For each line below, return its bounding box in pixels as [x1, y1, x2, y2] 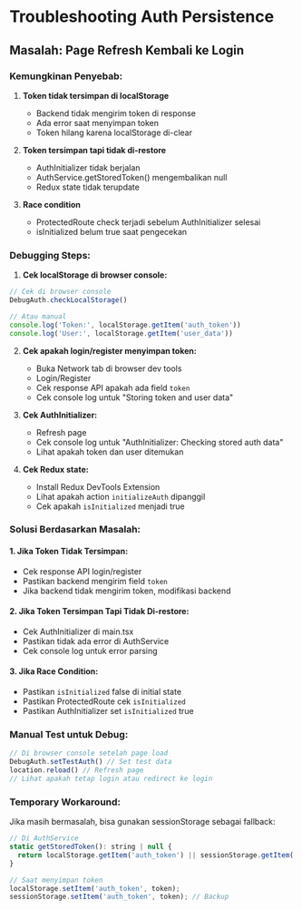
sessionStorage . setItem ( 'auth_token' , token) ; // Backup [9, 892, 229, 902]
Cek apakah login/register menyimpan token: [22, 345, 197, 356]
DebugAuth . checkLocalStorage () [9, 296, 128, 305]
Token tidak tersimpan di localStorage [22, 90, 170, 101]
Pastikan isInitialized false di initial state [22, 687, 182, 698]
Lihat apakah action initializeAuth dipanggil [35, 491, 206, 502]
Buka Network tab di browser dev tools [35, 363, 182, 374]
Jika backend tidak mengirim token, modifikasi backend [22, 585, 231, 596]
